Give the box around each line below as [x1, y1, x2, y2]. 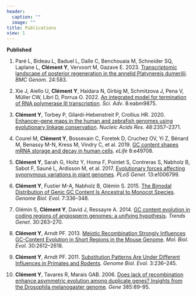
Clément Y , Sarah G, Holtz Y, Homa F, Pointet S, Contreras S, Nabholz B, [15, 159, 190, 166]
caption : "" [12, 14, 41, 20]
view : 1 [6, 30, 26, 36]
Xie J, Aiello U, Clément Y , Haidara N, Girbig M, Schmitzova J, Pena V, [15, 88, 184, 95]
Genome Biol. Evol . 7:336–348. [15, 195, 89, 202]
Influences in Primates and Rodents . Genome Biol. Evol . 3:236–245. [15, 260, 177, 267]
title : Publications [6, 25, 57, 31]
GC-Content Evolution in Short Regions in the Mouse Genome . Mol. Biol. [15, 236, 188, 243]
